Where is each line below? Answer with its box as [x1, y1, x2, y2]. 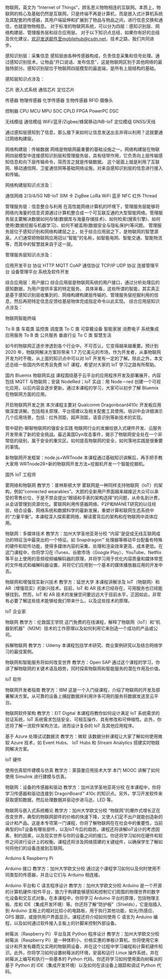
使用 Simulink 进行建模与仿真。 [5, 774, 69, 780]
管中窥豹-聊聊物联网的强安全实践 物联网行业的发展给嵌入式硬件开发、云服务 [5, 425, 162, 431]
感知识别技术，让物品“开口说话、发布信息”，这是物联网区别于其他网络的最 [9, 59, 162, 65]
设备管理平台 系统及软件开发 [10, 269, 69, 275]
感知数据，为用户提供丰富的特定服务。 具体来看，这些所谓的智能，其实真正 [5, 286, 160, 291]
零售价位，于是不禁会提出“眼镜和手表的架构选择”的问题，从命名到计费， [13, 495, 162, 501]
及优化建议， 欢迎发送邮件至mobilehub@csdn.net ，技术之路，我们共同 [5, 36, 150, 42]
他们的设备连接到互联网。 [13, 845, 66, 851]
